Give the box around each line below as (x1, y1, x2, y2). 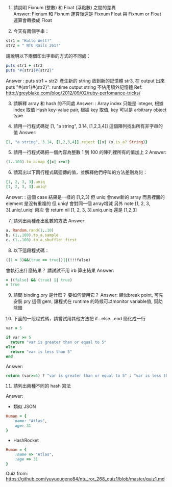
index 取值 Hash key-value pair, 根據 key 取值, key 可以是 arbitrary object (13, 107, 167, 113)
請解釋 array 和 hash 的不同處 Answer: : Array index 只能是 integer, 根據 (13, 100, 164, 106)
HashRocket (13, 437, 39, 443)
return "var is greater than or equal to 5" (10, 340, 107, 345)
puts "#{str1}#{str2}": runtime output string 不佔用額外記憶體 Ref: (6, 84, 143, 90)
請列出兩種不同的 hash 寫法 (13, 383, 71, 389)
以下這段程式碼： (13, 247, 50, 253)
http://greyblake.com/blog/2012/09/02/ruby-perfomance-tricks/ (6, 90, 141, 96)
